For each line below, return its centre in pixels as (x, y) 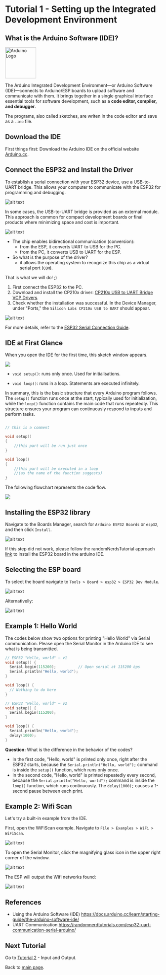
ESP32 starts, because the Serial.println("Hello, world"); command (85, 764)
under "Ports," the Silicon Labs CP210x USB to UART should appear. (81, 308)
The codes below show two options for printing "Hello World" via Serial (78, 638)
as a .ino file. (19, 121)
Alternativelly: (19, 601)
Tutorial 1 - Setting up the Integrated (81, 9)
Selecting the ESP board (43, 570)
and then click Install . (28, 529)
